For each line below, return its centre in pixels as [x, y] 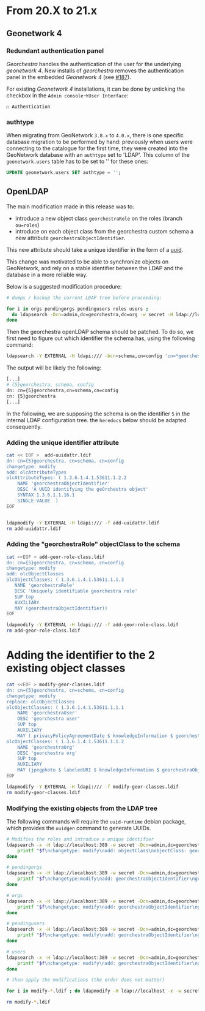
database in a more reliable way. [47, 275]
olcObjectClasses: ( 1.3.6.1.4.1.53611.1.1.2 [65, 741]
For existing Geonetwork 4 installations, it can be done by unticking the [95, 89]
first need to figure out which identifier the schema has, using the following [101, 338]
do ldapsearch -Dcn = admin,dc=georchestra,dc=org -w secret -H [92, 314]
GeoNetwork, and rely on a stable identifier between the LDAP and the [95, 268]
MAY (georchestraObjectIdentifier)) [61, 608]
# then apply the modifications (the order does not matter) [86, 980]
